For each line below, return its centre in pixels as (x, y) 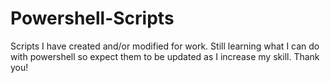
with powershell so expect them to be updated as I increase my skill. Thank (165, 56)
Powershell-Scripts (92, 18)
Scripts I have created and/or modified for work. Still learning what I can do (165, 46)
